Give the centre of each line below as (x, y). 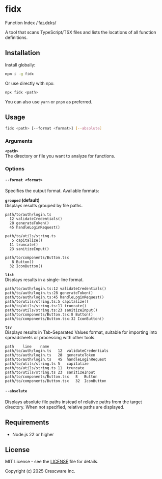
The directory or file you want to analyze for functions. (60, 156)
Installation (23, 53)
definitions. (16, 37)
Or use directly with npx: (30, 83)
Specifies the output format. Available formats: (52, 191)
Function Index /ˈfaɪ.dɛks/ (31, 23)
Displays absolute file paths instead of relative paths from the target (74, 402)
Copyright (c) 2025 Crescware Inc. (40, 471)
